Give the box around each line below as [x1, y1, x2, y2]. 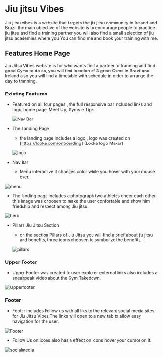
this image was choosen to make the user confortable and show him [12, 198, 150, 204]
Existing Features [5, 90, 47, 97]
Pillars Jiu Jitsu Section [12, 222, 60, 228]
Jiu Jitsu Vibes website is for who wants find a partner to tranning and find [5, 62, 156, 68]
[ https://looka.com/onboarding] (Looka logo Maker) [19, 141, 124, 146]
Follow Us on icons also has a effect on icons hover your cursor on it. [12, 337, 152, 343]
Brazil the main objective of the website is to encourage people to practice [5, 24, 155, 30]
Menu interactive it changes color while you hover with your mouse [19, 169, 155, 175]
